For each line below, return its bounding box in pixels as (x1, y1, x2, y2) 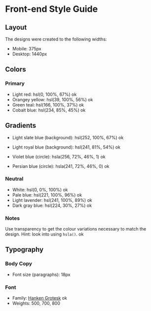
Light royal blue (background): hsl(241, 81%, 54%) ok (12, 144, 121, 150)
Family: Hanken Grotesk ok (12, 295, 68, 301)
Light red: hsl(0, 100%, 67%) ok (12, 91, 77, 97)
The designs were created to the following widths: (5, 36, 107, 42)
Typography (5, 245, 43, 254)
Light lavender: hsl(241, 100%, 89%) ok (12, 197, 92, 203)
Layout (5, 23, 27, 32)
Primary (5, 80, 25, 87)
